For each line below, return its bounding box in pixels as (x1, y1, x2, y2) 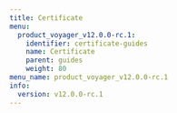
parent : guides (25, 56, 84, 65)
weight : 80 (25, 65, 67, 74)
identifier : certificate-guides (25, 38, 148, 48)
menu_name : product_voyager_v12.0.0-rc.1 (9, 73, 169, 82)
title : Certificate (9, 13, 84, 23)
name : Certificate (25, 47, 95, 56)
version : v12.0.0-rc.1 (17, 89, 103, 98)
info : (9, 81, 30, 90)
